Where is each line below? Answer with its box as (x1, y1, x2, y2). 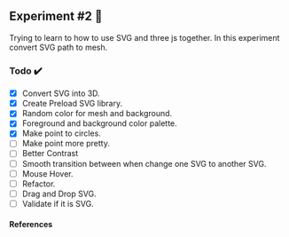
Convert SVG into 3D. (21, 88, 100, 99)
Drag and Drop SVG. (21, 188, 97, 199)
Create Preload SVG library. (21, 99, 122, 109)
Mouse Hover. (21, 168, 74, 178)
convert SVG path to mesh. (9, 42, 108, 52)
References (9, 219, 53, 230)
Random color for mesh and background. (21, 108, 173, 119)
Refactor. (21, 178, 56, 189)
